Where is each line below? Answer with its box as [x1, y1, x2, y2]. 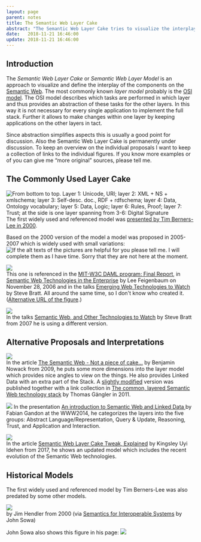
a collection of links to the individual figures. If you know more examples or [6, 150, 191, 157]
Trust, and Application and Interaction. [6, 423, 100, 430]
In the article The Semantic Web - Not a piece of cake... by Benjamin [6, 359, 175, 366]
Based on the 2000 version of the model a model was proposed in [6, 233, 169, 241]
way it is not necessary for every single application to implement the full [6, 106, 184, 114]
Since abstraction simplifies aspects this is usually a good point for [6, 131, 171, 138]
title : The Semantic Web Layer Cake [6, 20, 98, 26]
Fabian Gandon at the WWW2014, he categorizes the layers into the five [6, 409, 184, 417]
